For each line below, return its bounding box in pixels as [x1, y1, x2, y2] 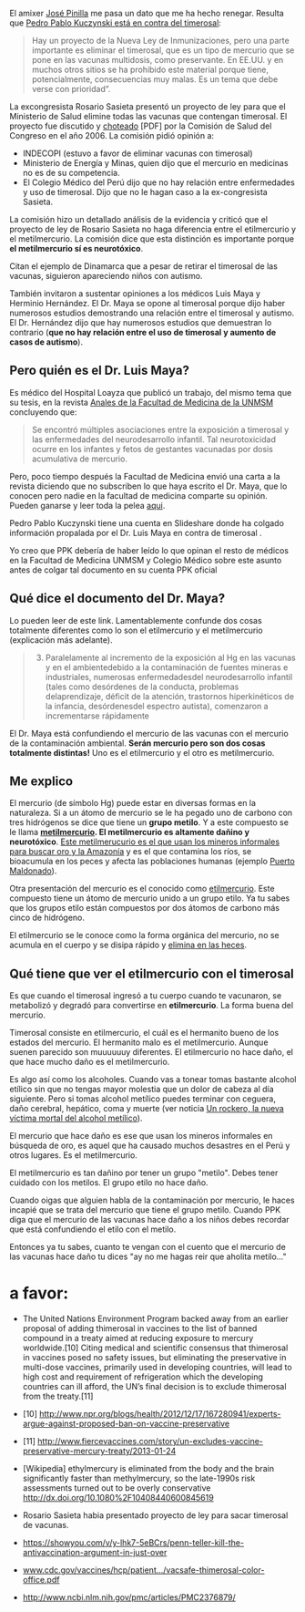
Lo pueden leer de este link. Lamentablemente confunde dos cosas [9, 615, 262, 625]
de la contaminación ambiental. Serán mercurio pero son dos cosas [9, 738, 266, 749]
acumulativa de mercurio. [31, 453, 127, 464]
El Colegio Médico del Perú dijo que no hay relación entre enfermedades [22, 177, 296, 188]
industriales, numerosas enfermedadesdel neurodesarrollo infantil [45, 671, 293, 682]
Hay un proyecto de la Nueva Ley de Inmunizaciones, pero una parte [31, 36, 290, 46]
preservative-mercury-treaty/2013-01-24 [22, 1445, 177, 1457]
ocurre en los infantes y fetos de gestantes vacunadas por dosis [31, 443, 273, 454]
